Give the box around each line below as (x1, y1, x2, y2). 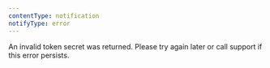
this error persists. (8, 50, 70, 60)
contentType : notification (8, 11, 100, 20)
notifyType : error (8, 19, 71, 28)
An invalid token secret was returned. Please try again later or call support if (8, 41, 263, 51)
